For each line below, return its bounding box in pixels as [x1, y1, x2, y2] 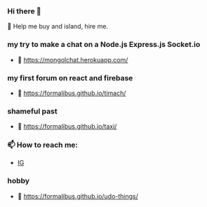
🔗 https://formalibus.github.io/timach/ [17, 89, 126, 97]
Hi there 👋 [7, 6, 42, 16]
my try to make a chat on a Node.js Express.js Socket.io [7, 40, 201, 50]
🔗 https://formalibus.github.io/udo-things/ [17, 192, 139, 200]
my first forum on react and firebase [7, 73, 133, 83]
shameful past [7, 106, 58, 116]
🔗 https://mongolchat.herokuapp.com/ [17, 55, 128, 64]
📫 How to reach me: [7, 140, 79, 150]
